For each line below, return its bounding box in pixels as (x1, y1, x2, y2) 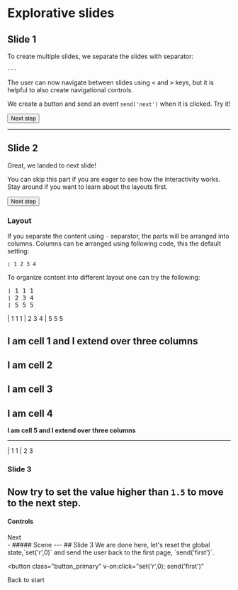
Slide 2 (7, 142, 39, 154)
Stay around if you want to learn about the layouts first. (7, 182, 168, 191)
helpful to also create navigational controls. (7, 86, 133, 94)
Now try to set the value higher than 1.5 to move (7, 486, 225, 498)
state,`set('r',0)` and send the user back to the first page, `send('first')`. (7, 548, 215, 557)
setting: (7, 247, 30, 256)
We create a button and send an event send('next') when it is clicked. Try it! (7, 99, 231, 108)
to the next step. (7, 497, 81, 509)
